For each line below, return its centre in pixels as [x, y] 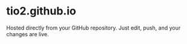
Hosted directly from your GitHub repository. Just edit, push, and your [93, 28]
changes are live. [28, 34]
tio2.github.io [41, 11]
